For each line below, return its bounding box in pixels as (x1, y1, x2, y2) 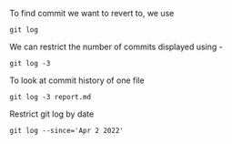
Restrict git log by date (9, 108, 95, 119)
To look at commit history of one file (9, 75, 145, 86)
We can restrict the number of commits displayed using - (9, 41, 223, 52)
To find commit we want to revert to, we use (9, 8, 175, 18)
